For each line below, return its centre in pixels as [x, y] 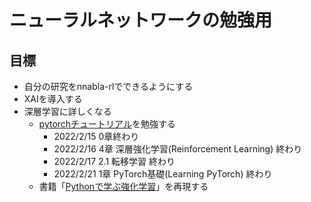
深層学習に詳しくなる [67, 111]
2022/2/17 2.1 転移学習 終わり [114, 161]
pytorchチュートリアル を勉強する [107, 124]
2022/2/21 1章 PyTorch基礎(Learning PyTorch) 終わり [163, 174]
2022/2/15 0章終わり [96, 136]
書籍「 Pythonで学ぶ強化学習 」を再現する [123, 186]
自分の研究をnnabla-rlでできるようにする [108, 86]
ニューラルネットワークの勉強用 [141, 20]
